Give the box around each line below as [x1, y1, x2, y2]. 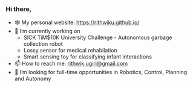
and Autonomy [14, 75, 51, 83]
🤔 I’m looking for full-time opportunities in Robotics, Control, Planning [14, 69, 188, 76]
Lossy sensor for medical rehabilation [23, 47, 117, 54]
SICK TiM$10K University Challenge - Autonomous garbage [23, 34, 172, 41]
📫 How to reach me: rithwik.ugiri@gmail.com [14, 60, 128, 68]
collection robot [23, 40, 63, 48]
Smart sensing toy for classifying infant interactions [23, 53, 152, 60]
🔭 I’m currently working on [14, 28, 80, 35]
